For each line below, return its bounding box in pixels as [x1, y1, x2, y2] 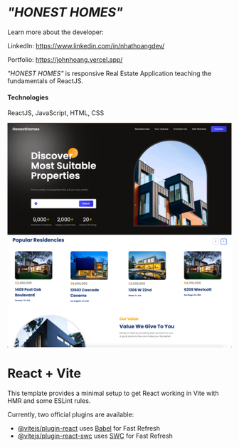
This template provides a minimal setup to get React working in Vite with [7, 389, 219, 397]
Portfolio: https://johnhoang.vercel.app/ [7, 55, 123, 64]
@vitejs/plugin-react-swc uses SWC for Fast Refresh [17, 431, 173, 440]
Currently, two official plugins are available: [7, 410, 134, 419]
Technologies [7, 93, 49, 102]
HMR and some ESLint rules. [7, 396, 91, 405]
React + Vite [7, 365, 82, 381]
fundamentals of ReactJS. [7, 76, 84, 85]
